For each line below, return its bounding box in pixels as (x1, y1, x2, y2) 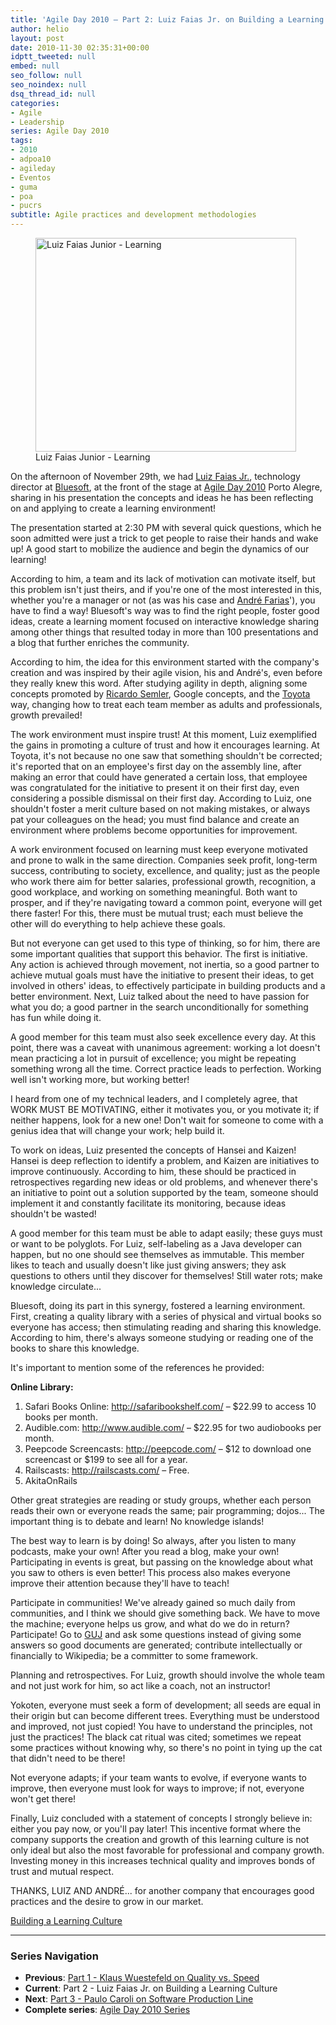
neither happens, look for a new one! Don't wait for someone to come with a (10, 1114, 324, 1126)
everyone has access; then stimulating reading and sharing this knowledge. (10, 1321, 322, 1333)
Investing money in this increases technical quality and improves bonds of (10, 1855, 316, 1866)
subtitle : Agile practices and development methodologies (10, 210, 257, 220)
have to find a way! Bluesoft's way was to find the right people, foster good (10, 605, 320, 616)
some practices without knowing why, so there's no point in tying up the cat (10, 1742, 323, 1753)
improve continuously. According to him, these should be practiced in (10, 1166, 297, 1177)
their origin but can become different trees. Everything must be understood (10, 1710, 320, 1721)
